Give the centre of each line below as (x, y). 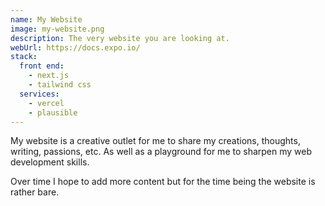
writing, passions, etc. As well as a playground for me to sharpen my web (161, 152)
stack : (24, 57)
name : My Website (46, 19)
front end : (42, 66)
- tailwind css (60, 85)
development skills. (50, 162)
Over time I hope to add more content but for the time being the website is (163, 182)
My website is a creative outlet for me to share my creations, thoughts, (155, 141)
